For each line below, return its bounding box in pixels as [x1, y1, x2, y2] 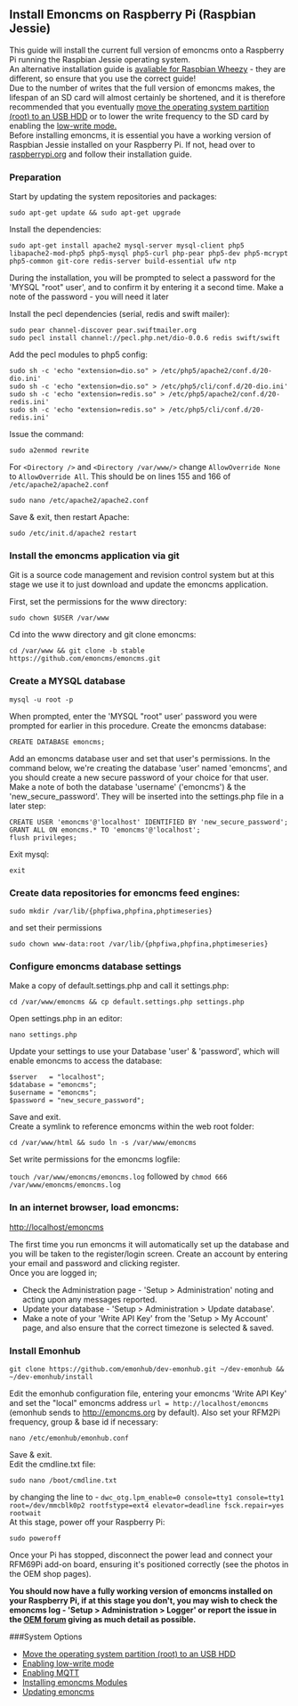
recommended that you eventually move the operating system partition [9, 102, 270, 112]
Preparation [9, 171, 62, 183]
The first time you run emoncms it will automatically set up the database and [9, 1239, 289, 1249]
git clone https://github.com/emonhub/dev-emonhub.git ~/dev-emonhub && [9, 1364, 285, 1374]
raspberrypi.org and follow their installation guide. [9, 149, 193, 159]
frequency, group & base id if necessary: [9, 1416, 158, 1427]
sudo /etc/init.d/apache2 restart [9, 529, 138, 538]
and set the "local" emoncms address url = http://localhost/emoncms [9, 1397, 270, 1408]
